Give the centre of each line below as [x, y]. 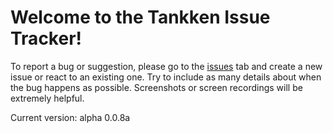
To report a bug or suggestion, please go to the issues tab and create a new [166, 66]
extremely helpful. [47, 98]
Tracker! [46, 38]
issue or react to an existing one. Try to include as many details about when [166, 77]
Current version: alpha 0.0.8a [70, 117]
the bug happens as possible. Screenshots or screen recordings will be [156, 87]
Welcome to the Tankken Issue [140, 17]
